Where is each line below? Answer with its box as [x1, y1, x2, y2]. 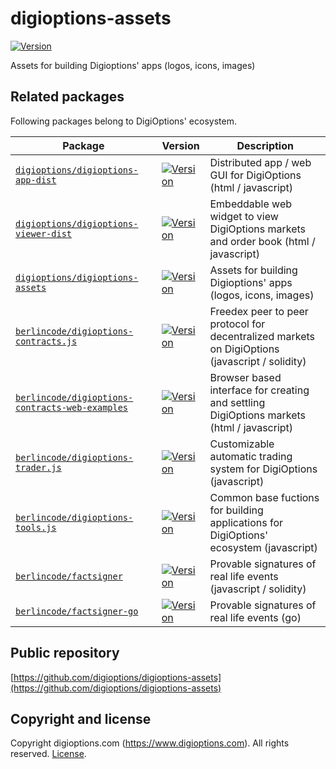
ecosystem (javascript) [209, 540, 318, 554]
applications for [209, 515, 284, 529]
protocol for [209, 317, 266, 331]
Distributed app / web [209, 155, 312, 169]
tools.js [15, 522, 57, 533]
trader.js [15, 462, 62, 473]
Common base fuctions [209, 490, 320, 504]
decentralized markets [209, 329, 316, 343]
